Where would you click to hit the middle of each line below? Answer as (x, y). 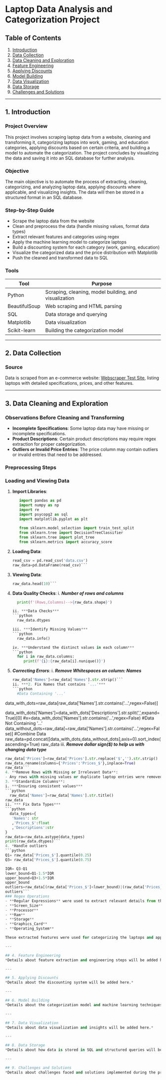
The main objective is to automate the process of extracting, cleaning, (76, 181)
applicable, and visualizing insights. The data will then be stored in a (75, 192)
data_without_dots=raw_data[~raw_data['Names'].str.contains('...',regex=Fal (82, 728)
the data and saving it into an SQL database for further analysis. (70, 158)
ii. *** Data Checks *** (36, 611)
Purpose (102, 283)
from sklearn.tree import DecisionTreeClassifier (71, 533)
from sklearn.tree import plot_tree (57, 538)
